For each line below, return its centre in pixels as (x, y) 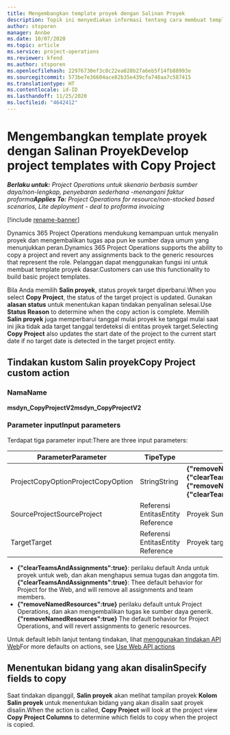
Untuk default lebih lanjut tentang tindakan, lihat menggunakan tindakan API (114, 639)
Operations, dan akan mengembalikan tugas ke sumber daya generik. (115, 611)
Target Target (31, 542)
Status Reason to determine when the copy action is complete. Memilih (108, 312)
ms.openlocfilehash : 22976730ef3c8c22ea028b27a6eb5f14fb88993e (99, 71)
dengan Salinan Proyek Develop (98, 151)
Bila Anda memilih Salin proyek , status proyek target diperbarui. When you (112, 290)
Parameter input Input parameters (64, 425)
